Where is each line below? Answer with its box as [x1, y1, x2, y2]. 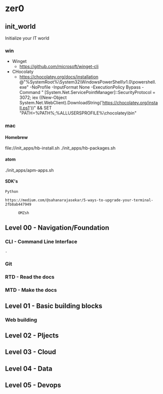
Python [5, 189, 18, 194]
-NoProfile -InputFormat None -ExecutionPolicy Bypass [30, 84, 141, 90]
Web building [5, 316, 37, 323]
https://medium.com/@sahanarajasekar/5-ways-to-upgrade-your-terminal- [5, 198, 153, 203]
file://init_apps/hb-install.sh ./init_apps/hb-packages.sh [5, 145, 116, 151]
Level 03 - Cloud [5, 348, 56, 356]
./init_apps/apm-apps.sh [5, 167, 54, 173]
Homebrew [5, 134, 28, 140]
